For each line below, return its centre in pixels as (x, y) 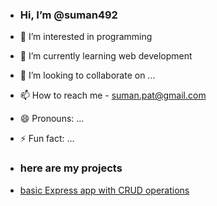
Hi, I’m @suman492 (68, 15)
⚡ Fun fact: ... (47, 139)
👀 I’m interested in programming (86, 37)
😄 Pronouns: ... (52, 119)
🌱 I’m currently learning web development (106, 56)
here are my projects (71, 168)
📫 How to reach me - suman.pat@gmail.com (113, 95)
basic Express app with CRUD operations (104, 190)
